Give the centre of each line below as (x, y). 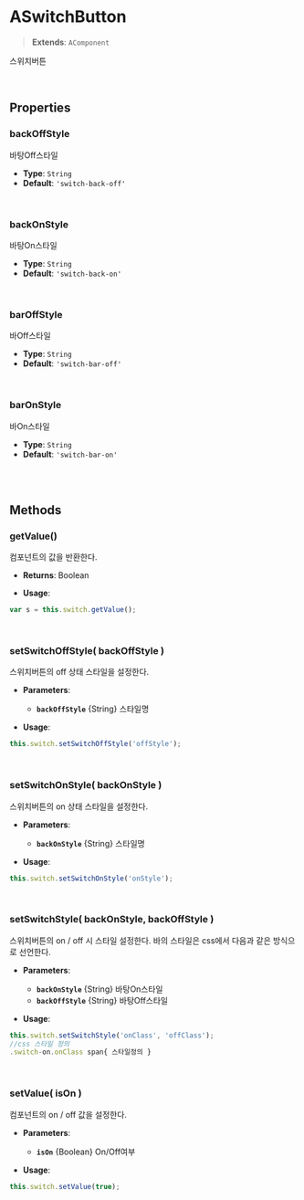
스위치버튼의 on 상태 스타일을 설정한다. (79, 806)
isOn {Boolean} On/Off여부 (86, 1152)
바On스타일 (30, 426)
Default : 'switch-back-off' (74, 183)
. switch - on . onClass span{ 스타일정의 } (81, 1052)
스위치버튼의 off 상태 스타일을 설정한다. (79, 672)
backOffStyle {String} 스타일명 (93, 709)
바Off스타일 (31, 336)
